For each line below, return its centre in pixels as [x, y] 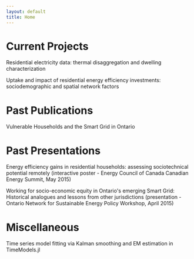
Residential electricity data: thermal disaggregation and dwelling [84, 63]
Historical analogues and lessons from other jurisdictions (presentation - [94, 197]
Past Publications [50, 110]
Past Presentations [53, 150]
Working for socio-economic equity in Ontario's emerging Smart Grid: [91, 191]
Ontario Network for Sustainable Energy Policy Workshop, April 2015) [90, 204]
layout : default [26, 12]
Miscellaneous [43, 227]
